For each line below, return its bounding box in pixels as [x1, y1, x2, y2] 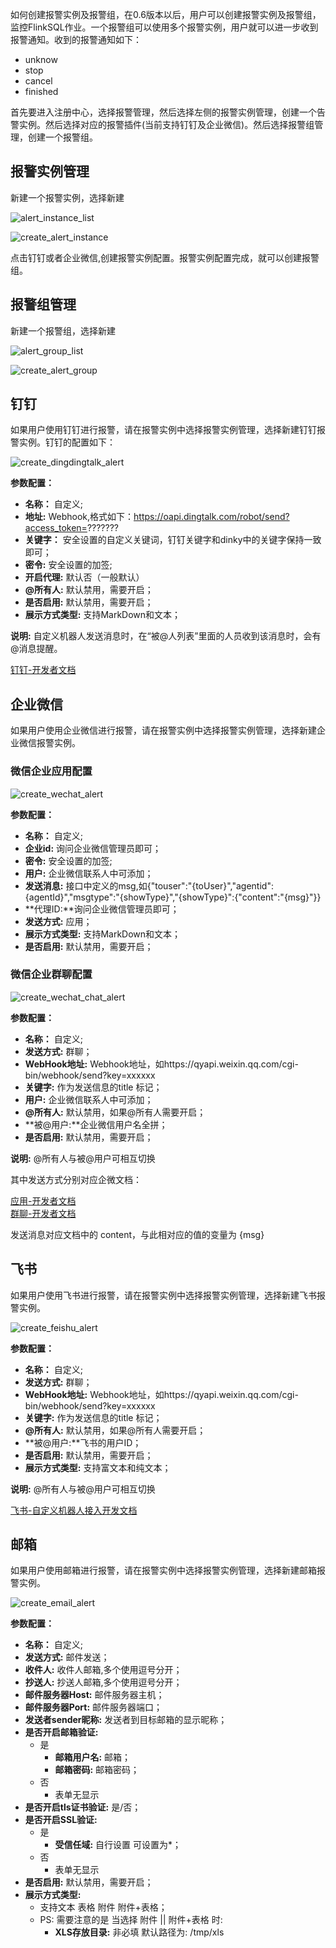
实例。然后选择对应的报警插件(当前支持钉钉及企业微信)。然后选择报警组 [18, 119, 315, 130]
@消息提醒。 [10, 643, 63, 655]
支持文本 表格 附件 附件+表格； [39, 1901, 168, 1913]
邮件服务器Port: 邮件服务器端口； [24, 1701, 163, 1713]
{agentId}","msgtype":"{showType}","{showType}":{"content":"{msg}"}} [24, 891, 322, 903]
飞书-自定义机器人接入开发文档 [10, 1504, 138, 1516]
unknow [24, 54, 58, 65]
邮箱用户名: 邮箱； [54, 1751, 132, 1763]
